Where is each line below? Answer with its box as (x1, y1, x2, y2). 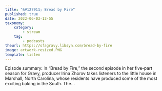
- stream (22, 30, 40, 34)
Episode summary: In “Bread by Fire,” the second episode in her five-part (5, 65, 153, 71)
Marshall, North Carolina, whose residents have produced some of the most (5, 76, 158, 81)
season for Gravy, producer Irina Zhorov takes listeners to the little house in (5, 71, 157, 76)
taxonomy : (5, 20, 25, 26)
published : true (5, 12, 38, 16)
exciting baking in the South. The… (5, 81, 75, 87)
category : (14, 25, 34, 30)
